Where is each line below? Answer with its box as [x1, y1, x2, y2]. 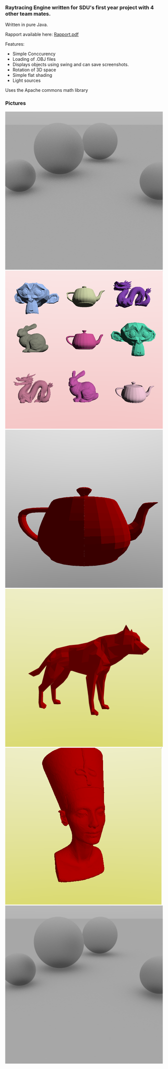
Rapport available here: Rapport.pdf [5, 32, 79, 38]
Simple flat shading [12, 72, 52, 78]
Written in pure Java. [5, 22, 48, 28]
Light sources [12, 77, 41, 84]
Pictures [5, 100, 26, 107]
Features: [5, 41, 25, 47]
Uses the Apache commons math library [5, 87, 88, 93]
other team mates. [5, 10, 51, 17]
